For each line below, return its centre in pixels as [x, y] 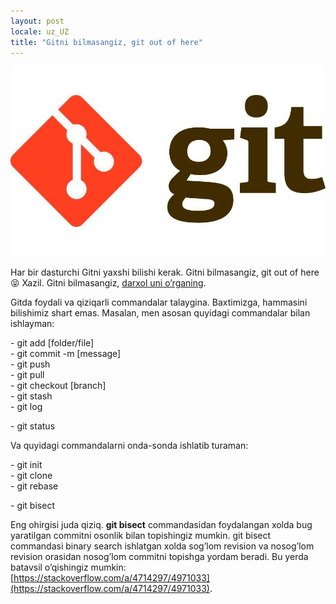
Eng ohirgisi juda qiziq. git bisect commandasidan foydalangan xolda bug [161, 524]
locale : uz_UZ [40, 31]
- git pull [27, 374]
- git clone [31, 475]
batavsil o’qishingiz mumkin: [68, 567]
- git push [30, 364]
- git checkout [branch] [58, 385]
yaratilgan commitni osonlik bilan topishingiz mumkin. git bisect [141, 535]
